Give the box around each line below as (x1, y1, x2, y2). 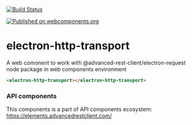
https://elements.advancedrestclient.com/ (6, 112, 112, 120)
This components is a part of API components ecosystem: (6, 105, 153, 113)
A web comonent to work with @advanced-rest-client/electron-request (6, 59, 186, 66)
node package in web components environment (6, 65, 127, 73)
